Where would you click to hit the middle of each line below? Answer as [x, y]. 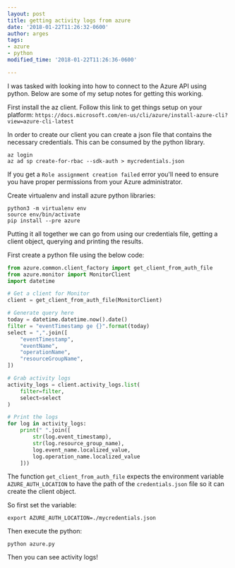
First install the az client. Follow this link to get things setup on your [105, 107]
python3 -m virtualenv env [47, 208]
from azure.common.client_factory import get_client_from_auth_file [110, 268]
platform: [20, 114]
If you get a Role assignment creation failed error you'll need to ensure [113, 174]
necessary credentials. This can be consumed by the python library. [106, 142]
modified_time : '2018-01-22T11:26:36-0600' [72, 60]
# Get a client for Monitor [49, 294]
